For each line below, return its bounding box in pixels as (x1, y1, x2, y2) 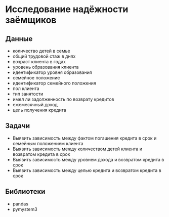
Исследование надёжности (5, 4, 129, 15)
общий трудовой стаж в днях (12, 53, 76, 59)
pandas (12, 201, 29, 207)
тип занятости (12, 91, 44, 97)
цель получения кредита (12, 107, 67, 113)
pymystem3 (12, 206, 37, 212)
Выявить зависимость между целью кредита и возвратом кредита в (12, 167, 161, 173)
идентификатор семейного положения (12, 80, 96, 86)
